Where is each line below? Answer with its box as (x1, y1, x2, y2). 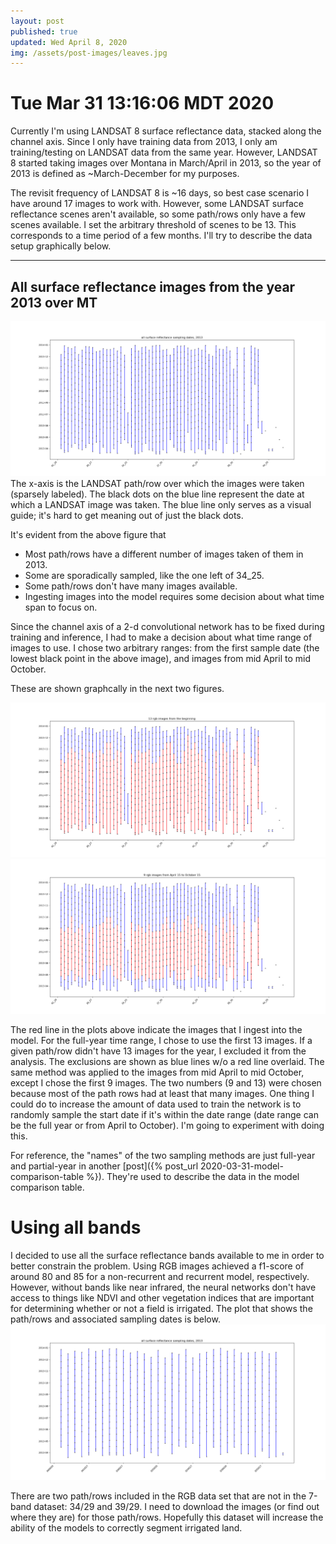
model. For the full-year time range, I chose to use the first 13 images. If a (10, 1034, 313, 1046)
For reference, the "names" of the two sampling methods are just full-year (10, 1149, 316, 1161)
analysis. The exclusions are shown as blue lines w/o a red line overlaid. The (10, 1055, 325, 1067)
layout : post (10, 16, 65, 26)
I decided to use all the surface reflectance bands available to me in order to (10, 1249, 325, 1261)
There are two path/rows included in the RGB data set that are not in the (10, 1490, 307, 1502)
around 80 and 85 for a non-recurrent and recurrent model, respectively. (10, 1270, 310, 1282)
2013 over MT (10, 294, 98, 311)
